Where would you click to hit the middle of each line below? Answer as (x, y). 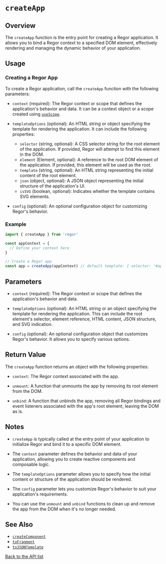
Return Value (25, 355)
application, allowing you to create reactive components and (74, 459)
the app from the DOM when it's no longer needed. (64, 509)
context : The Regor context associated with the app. (66, 376)
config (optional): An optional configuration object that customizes (80, 334)
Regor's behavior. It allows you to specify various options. (71, 339)
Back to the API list (24, 557)
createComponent (29, 537)
